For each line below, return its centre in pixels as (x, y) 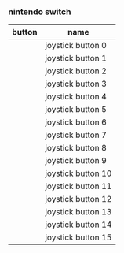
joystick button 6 (76, 122)
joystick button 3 (76, 84)
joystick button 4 (76, 97)
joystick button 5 (76, 110)
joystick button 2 (76, 71)
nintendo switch (40, 12)
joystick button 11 (78, 186)
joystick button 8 (76, 148)
